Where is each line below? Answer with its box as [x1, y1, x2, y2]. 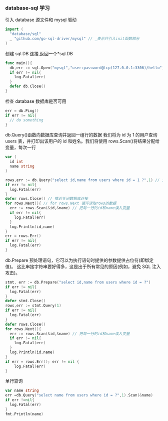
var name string [5, 388, 39, 393]
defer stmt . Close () [5, 299, 46, 304]
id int [9, 159, 23, 164]
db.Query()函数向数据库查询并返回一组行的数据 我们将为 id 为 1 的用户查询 [5, 132, 157, 138]
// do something [9, 117, 43, 122]
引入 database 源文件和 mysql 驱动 [5, 17, 77, 23]
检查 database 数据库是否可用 [5, 98, 66, 104]
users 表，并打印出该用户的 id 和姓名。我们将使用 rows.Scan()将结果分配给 [5, 138, 160, 144]
